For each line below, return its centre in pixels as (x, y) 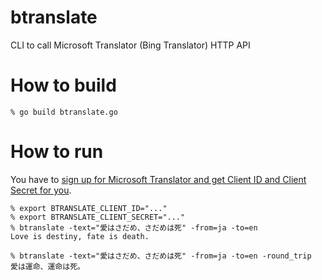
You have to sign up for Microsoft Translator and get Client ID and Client (158, 179)
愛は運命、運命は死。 (47, 266)
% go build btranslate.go (64, 112)
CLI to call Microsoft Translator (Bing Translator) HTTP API (130, 45)
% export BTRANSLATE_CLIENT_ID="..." (89, 208)
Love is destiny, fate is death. (80, 236)
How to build (63, 85)
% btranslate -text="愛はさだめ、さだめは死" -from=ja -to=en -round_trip (161, 256)
